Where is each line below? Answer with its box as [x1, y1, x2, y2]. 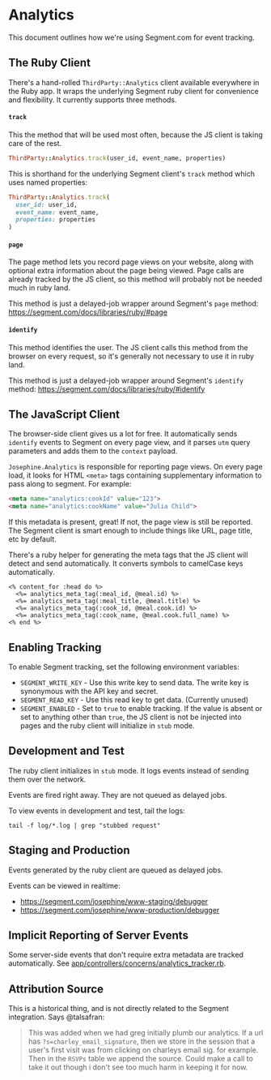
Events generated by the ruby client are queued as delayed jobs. [8, 865, 224, 875]
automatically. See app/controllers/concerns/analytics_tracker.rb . [8, 958, 227, 968]
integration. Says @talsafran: [8, 1012, 105, 1022]
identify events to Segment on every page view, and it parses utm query [8, 438, 251, 448]
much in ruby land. [8, 283, 71, 293]
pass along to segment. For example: [8, 479, 132, 489]
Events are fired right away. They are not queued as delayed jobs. [8, 790, 228, 799]
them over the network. [8, 774, 87, 784]
